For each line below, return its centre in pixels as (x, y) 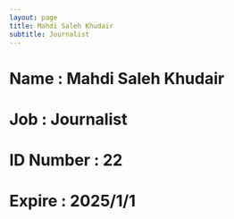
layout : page (33, 17)
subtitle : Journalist (50, 34)
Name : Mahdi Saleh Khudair (117, 78)
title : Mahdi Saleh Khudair (62, 26)
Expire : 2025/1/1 (72, 201)
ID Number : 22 (66, 160)
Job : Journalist (68, 119)
